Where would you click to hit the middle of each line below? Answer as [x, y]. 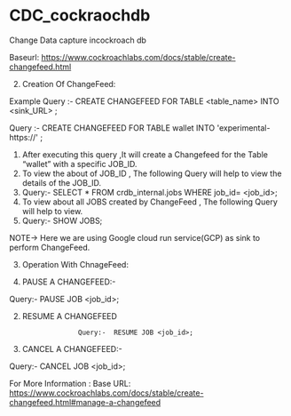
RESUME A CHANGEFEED [70, 316]
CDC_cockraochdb [80, 16]
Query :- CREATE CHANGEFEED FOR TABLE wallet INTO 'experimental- [140, 128]
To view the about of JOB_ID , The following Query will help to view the [152, 173]
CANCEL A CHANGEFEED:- [72, 348]
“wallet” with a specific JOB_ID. [79, 164]
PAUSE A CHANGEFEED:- [69, 282]
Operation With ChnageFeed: [75, 264]
